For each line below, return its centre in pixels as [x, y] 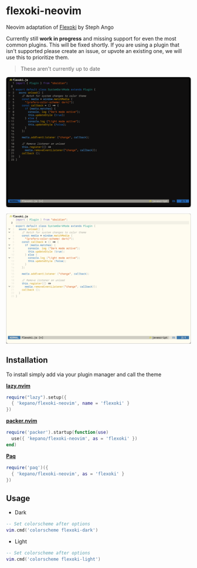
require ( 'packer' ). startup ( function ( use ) [57, 433]
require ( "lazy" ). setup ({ [36, 397]
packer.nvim [22, 421]
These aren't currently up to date [60, 68]
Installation [27, 360]
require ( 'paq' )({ [27, 467]
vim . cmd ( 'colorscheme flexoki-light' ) [53, 559]
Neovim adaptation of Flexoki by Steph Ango [60, 27]
